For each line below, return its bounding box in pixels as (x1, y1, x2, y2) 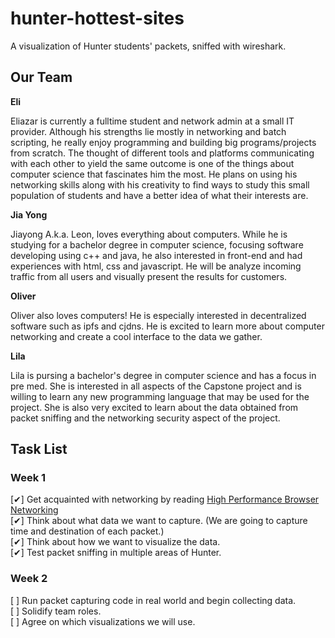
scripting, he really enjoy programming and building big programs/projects (10, 136, 317, 148)
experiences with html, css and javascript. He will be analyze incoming (10, 260, 302, 272)
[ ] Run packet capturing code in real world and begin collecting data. (10, 594, 297, 606)
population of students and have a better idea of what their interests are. (10, 189, 309, 201)
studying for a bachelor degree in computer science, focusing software (10, 238, 304, 251)
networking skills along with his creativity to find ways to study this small (10, 178, 310, 191)
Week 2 (10, 572, 48, 586)
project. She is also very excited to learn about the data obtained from (10, 401, 299, 413)
